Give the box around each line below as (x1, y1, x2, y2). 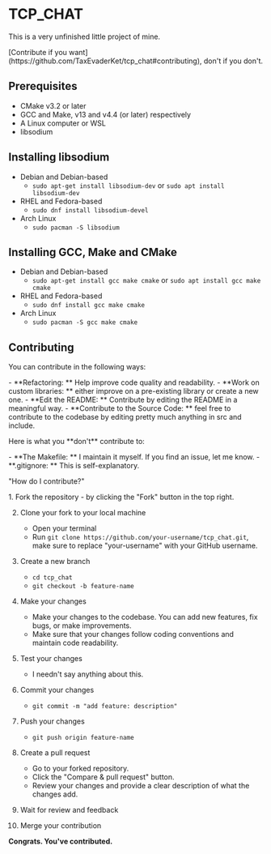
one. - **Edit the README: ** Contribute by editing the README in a (8, 395, 238, 405)
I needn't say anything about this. (32, 669, 144, 679)
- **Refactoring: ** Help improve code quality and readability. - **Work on (8, 378, 260, 387)
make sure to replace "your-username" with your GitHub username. (32, 540, 258, 551)
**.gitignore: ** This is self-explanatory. (8, 461, 140, 471)
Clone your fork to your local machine (19, 508, 146, 518)
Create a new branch (19, 557, 91, 566)
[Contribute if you (8, 47, 67, 57)
